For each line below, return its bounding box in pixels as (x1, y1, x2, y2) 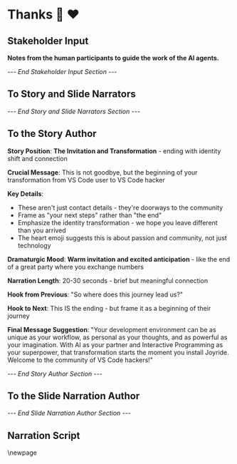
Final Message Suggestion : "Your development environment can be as (7, 325, 216, 334)
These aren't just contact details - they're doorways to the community (17, 203, 223, 212)
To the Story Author (7, 128, 98, 140)
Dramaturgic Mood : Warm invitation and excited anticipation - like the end (7, 254, 231, 263)
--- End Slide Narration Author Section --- (7, 409, 132, 418)
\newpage (7, 448, 38, 457)
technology (17, 241, 51, 249)
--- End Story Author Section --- (7, 369, 103, 378)
